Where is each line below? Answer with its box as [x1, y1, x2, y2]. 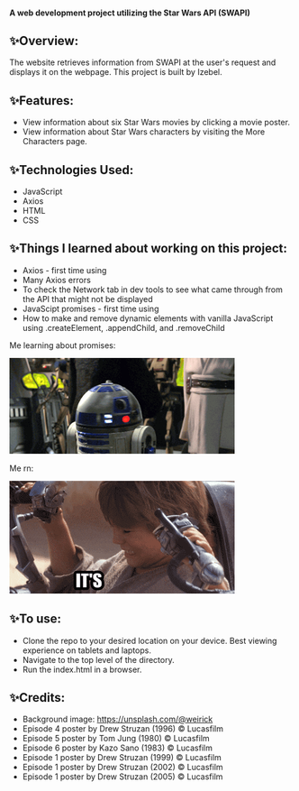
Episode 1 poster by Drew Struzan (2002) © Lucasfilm [22, 762, 223, 773]
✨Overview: [9, 32, 79, 49]
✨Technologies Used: [9, 162, 134, 178]
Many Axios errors [22, 274, 92, 285]
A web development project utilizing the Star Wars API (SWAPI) [9, 7, 250, 18]
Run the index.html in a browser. [22, 664, 142, 675]
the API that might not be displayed [22, 293, 153, 304]
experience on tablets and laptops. [22, 645, 151, 656]
